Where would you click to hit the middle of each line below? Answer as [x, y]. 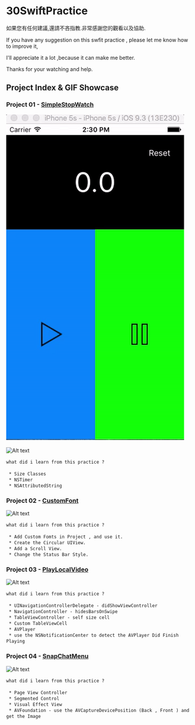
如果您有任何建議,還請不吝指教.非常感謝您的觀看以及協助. [76, 28]
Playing [16, 641]
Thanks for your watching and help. [49, 69]
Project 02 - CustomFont [42, 501]
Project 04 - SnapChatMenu [47, 656]
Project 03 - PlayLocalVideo [47, 569]
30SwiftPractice [47, 11]
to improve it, [22, 46]
